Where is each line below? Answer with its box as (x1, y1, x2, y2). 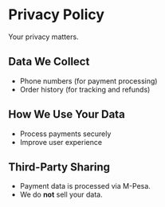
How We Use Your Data (8, 107, 125, 121)
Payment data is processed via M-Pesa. (19, 182, 151, 191)
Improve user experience (19, 137, 102, 146)
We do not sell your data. (19, 189, 103, 200)
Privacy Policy (8, 6, 105, 24)
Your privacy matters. (8, 32, 79, 41)
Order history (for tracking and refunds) (19, 84, 151, 94)
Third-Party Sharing (8, 160, 110, 174)
